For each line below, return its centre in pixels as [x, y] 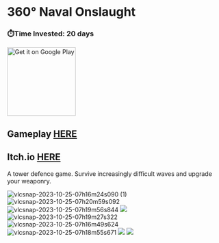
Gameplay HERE [42, 134]
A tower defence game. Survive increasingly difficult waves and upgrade [109, 174]
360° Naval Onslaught [72, 12]
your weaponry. [29, 181]
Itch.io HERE [34, 157]
